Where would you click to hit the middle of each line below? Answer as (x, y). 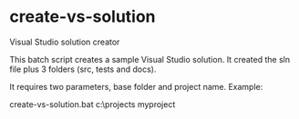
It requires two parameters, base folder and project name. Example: (136, 86)
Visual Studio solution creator (65, 42)
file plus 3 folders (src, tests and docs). (83, 69)
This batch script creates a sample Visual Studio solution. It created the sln (149, 59)
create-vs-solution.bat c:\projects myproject (93, 104)
